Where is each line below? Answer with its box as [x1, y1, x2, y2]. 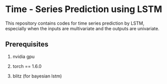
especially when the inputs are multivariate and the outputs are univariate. [5, 25, 159, 31]
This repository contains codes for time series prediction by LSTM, [5, 20, 145, 26]
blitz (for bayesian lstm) [12, 73, 62, 79]
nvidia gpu [12, 53, 35, 59]
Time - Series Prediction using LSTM [5, 4, 162, 15]
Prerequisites [5, 40, 49, 49]
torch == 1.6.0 [12, 63, 42, 69]
